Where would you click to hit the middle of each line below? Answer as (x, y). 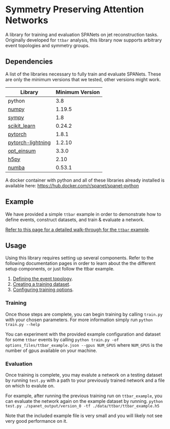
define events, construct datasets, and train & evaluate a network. (75, 220)
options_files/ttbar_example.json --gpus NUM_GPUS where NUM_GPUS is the (84, 345)
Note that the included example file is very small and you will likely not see (84, 415)
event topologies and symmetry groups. (48, 45)
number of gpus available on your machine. (51, 350)
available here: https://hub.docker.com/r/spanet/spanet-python (72, 185)
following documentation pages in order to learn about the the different (80, 263)
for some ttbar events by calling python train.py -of (62, 339)
